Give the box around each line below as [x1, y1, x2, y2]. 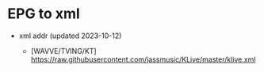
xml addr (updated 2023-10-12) [18, 31, 122, 40]
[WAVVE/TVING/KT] [30, 46, 97, 55]
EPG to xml [7, 5, 80, 23]
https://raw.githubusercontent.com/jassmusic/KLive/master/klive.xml [30, 55, 256, 64]
